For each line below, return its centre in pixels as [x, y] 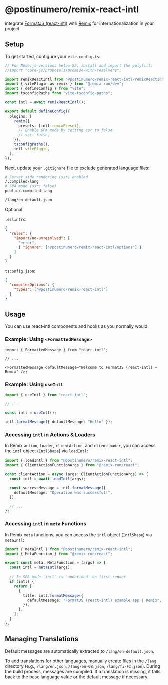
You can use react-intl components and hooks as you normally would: [77, 326]
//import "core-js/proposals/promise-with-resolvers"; [63, 70]
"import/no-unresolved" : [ [42, 238]
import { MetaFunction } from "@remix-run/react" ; [59, 554]
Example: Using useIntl [34, 384]
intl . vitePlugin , [32, 149]
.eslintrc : [16, 219]
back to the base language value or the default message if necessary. [77, 677]
